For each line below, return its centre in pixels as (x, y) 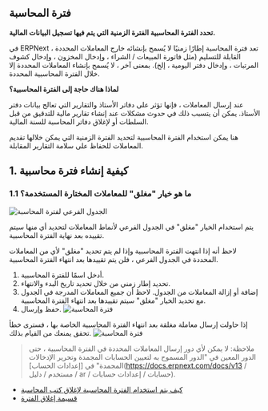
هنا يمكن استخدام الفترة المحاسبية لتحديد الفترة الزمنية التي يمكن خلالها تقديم (124, 137)
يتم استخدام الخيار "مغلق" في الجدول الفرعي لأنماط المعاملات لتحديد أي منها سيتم (132, 227)
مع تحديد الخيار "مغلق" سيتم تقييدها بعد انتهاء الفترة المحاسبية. (113, 300)
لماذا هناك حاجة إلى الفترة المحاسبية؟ (64, 89)
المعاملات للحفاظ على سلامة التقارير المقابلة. (76, 145)
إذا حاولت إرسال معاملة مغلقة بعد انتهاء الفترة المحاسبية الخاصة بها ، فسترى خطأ (128, 324)
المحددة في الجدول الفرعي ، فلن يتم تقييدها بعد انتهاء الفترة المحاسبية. (114, 259)
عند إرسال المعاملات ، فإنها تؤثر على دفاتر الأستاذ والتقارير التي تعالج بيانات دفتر (126, 104)
